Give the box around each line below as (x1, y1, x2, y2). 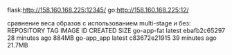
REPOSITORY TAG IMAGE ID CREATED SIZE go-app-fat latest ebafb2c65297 (7, 27, 226, 34)
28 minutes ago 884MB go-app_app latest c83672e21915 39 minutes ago (7, 34, 217, 42)
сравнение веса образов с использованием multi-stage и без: (7, 19, 191, 27)
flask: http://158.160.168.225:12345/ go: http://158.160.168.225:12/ (7, 6, 189, 14)
